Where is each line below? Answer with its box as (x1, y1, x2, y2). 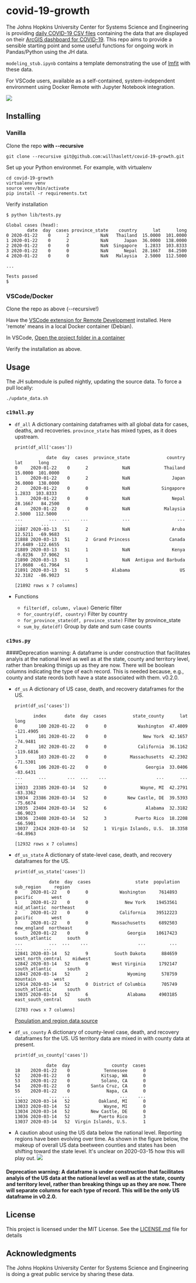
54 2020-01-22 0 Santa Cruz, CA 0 (14, 1083, 146, 1089)
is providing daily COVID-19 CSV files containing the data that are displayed (6, 29, 188, 36)
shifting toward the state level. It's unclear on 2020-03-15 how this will (14, 1148, 185, 1155)
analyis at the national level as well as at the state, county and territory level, (6, 656, 190, 663)
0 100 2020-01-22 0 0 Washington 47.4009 (14, 723, 188, 729)
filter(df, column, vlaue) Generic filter (23, 604, 122, 612)
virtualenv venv (6, 180, 46, 186)
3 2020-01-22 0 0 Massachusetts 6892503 (14, 920, 177, 926)
